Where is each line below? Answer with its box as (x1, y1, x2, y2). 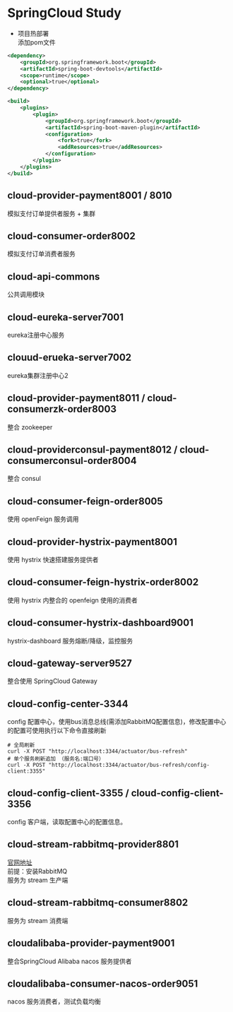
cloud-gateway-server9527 (7, 657, 133, 669)
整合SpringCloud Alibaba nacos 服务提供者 (7, 957, 132, 965)
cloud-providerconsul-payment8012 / (7, 444, 178, 456)
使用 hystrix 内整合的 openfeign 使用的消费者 (7, 595, 138, 605)
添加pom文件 (17, 37, 56, 47)
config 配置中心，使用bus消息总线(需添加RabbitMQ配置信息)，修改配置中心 (7, 718, 227, 726)
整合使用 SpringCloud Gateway (7, 677, 97, 686)
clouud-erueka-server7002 (7, 352, 132, 364)
